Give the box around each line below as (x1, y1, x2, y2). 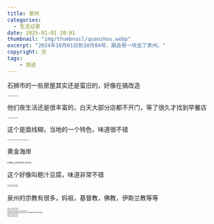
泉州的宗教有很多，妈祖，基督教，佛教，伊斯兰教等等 (7, 194, 159, 202)
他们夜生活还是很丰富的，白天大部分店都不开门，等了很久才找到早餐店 (7, 103, 207, 111)
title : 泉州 (7, 10, 39, 17)
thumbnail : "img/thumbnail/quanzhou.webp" (7, 36, 131, 43)
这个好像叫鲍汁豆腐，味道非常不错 (7, 170, 104, 179)
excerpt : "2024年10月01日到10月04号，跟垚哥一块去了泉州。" (7, 42, 166, 49)
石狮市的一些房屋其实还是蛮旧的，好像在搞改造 (7, 81, 140, 90)
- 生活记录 (13, 23, 41, 30)
